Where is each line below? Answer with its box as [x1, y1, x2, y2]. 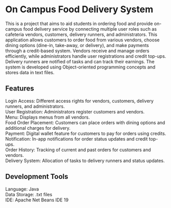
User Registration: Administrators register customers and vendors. [5, 108, 145, 114]
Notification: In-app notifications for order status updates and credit [5, 135, 148, 142]
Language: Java [5, 186, 39, 192]
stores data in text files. [5, 69, 55, 75]
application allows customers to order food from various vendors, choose [5, 37, 160, 43]
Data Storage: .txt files [5, 191, 53, 197]
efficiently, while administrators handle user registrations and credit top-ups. [5, 53, 166, 59]
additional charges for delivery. [5, 125, 70, 131]
